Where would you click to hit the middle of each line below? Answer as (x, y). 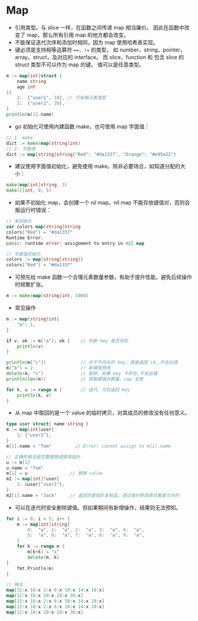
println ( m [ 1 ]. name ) (30, 114)
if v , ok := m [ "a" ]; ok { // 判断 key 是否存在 (67, 341)
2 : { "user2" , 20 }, (41, 103)
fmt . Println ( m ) (36, 568)
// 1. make (20, 138)
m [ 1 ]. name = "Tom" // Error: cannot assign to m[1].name (88, 446)
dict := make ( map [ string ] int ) (44, 143)
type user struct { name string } (47, 424)
